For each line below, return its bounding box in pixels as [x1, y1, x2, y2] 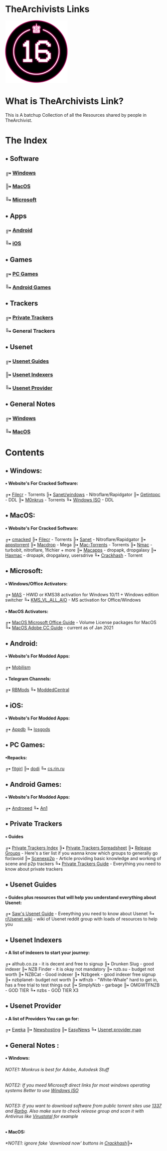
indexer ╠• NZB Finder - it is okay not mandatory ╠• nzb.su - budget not [5, 966, 155, 972]
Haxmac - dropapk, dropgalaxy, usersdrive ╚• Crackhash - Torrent [5, 552, 143, 558]
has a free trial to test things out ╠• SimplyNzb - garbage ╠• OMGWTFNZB [5, 982, 160, 988]
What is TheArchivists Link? [5, 96, 124, 107]
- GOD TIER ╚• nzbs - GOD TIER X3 [5, 987, 79, 993]
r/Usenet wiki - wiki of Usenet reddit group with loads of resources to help [5, 916, 158, 922]
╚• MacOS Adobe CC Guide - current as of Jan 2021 [5, 625, 114, 631]
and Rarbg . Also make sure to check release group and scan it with [5, 1108, 144, 1114]
